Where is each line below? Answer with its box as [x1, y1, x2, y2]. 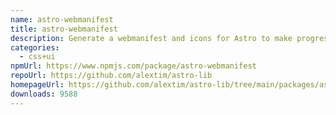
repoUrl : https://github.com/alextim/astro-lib [10, 71, 213, 81]
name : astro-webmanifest [10, 14, 114, 25]
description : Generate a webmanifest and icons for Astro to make [10, 33, 293, 43]
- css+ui [19, 52, 56, 62]
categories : [10, 42, 60, 53]
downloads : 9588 [10, 89, 78, 99]
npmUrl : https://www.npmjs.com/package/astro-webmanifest [10, 61, 257, 71]
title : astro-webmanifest [10, 24, 118, 34]
